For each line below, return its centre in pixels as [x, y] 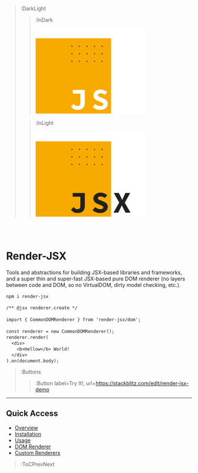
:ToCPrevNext [37, 464]
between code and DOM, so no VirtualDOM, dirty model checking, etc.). [93, 285]
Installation [28, 434]
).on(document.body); [33, 361]
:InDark [44, 20]
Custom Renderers [37, 452]
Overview [26, 428]
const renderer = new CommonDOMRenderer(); [60, 331]
